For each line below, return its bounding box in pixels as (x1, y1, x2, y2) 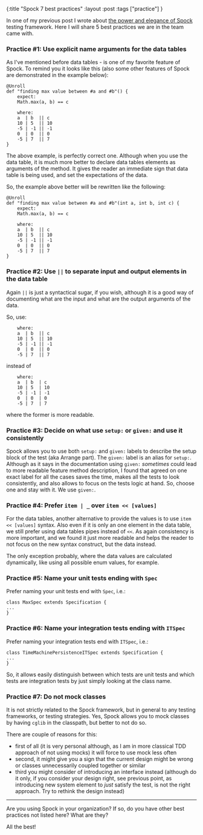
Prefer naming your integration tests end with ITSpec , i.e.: (6, 637, 149, 645)
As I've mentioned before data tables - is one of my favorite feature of (6, 59, 181, 66)
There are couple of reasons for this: (6, 731, 98, 738)
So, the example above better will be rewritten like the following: (6, 183, 166, 190)
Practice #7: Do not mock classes (6, 692, 106, 700)
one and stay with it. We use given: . (6, 486, 96, 493)
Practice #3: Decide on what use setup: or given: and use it (6, 426, 183, 434)
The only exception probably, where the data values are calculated (6, 553, 172, 560)
